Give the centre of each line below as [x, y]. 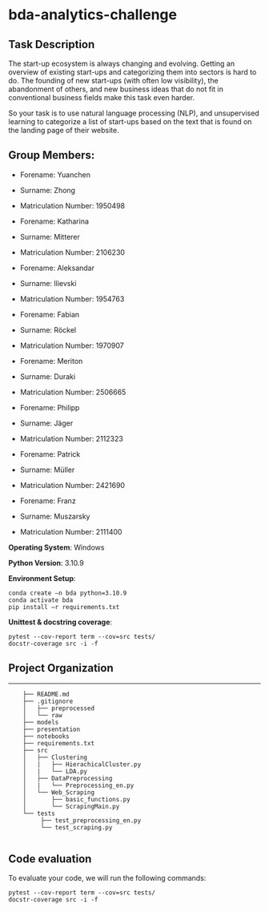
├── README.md [46, 694]
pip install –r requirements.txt [64, 607]
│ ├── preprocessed [58, 708]
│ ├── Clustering [55, 757]
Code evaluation [50, 859]
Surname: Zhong [48, 190]
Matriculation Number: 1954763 [72, 299]
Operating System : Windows [56, 547]
